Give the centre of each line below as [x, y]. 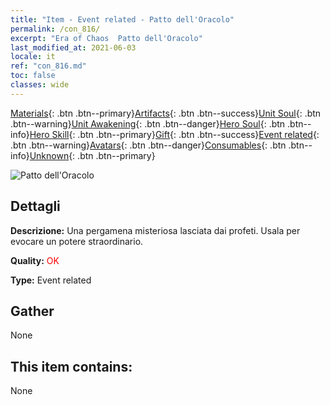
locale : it [33, 57]
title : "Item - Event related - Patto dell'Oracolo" [122, 19]
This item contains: [71, 366]
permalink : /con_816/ [55, 29]
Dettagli [35, 206]
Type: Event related [51, 280]
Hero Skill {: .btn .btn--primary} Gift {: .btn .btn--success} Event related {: [174, 134]
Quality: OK [35, 260]
